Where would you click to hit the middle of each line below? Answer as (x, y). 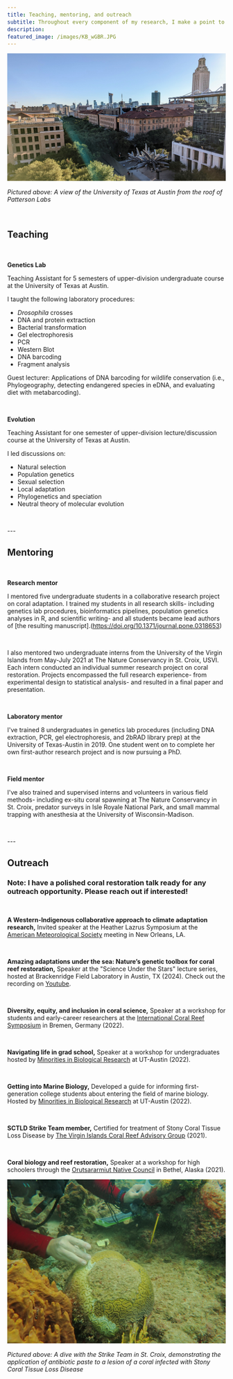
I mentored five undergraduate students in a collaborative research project (113, 596)
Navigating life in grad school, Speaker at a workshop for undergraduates (113, 1052)
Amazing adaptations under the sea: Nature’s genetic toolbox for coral (111, 962)
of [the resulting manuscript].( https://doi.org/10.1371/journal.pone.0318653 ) (114, 625)
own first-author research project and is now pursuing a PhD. (95, 752)
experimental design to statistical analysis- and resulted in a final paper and (115, 682)
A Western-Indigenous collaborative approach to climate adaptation (107, 920)
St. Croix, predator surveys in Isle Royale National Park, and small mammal (113, 807)
